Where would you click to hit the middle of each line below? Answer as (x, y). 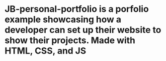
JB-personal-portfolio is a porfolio (77, 9)
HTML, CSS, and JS (45, 51)
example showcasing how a (63, 19)
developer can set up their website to (83, 30)
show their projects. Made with (70, 41)
